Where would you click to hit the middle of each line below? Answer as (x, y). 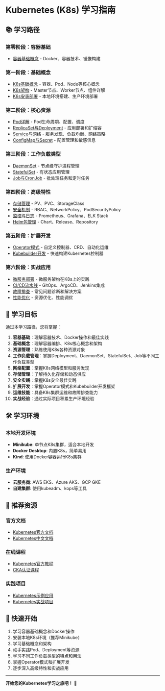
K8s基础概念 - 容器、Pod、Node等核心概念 (56, 84)
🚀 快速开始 (21, 619)
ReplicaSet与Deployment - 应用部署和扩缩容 (57, 128)
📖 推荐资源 (21, 505)
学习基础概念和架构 (32, 643)
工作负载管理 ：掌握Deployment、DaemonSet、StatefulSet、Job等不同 (84, 356)
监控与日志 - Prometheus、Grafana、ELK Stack (60, 216)
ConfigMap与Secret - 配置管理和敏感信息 (54, 140)
